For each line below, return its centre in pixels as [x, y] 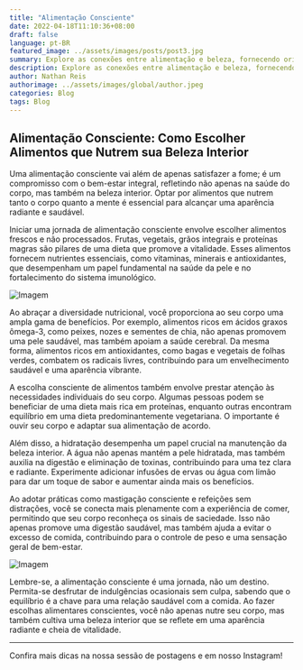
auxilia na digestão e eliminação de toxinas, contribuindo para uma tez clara [150, 463]
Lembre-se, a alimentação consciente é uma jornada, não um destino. [139, 582]
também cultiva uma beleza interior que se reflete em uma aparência [137, 620]
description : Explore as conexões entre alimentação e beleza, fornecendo [153, 69]
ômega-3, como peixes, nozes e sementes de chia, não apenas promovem [148, 332]
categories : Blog [42, 93]
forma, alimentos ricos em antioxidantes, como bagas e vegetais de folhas [147, 351]
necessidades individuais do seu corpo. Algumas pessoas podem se [137, 397]
